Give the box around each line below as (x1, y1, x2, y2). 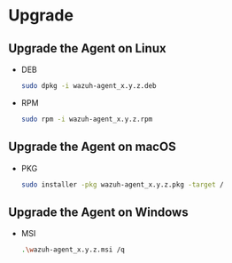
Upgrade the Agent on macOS (8, 139, 176, 155)
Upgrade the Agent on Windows (8, 204, 189, 219)
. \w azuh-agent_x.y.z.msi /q (20, 245, 125, 254)
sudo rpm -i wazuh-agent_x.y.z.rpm (20, 115, 153, 124)
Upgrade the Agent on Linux (8, 41, 166, 56)
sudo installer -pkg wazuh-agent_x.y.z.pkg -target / (20, 179, 224, 189)
